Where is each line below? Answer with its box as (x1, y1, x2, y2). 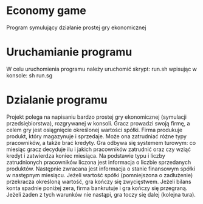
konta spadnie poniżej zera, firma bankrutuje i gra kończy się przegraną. (6, 184, 188, 192)
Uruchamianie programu (6, 45, 132, 59)
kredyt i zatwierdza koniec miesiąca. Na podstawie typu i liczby (6, 152, 165, 159)
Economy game (6, 4, 86, 18)
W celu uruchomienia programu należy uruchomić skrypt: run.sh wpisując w (6, 65, 198, 72)
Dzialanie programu (6, 93, 108, 107)
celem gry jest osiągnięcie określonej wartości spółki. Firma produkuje (6, 126, 183, 133)
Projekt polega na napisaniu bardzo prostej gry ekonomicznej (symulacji (6, 113, 187, 121)
